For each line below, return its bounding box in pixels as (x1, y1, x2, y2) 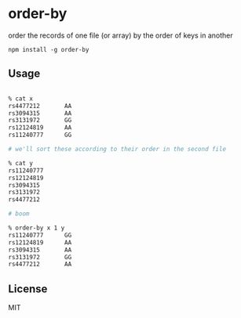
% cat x (8, 95, 34, 103)
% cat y (8, 159, 34, 167)
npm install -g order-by (8, 45, 89, 53)
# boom (8, 210, 30, 218)
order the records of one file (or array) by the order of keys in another (8, 31, 233, 40)
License (8, 282, 48, 295)
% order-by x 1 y (8, 224, 65, 232)
